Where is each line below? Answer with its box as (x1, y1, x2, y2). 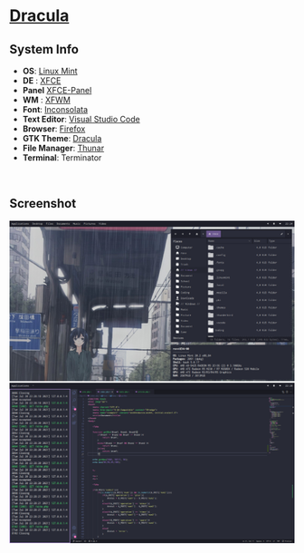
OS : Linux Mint (22, 65, 79, 76)
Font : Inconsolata (22, 104, 89, 114)
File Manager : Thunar (22, 142, 105, 153)
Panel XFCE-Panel (22, 85, 92, 95)
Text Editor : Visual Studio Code (22, 114, 140, 124)
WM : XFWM (22, 94, 71, 105)
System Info (9, 42, 80, 57)
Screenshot (9, 196, 77, 211)
